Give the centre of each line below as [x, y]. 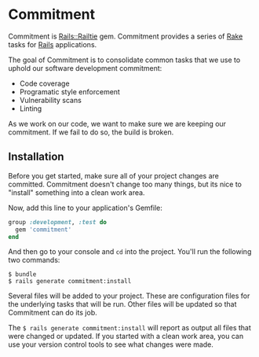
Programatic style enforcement [69, 91]
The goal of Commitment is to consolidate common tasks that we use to [124, 60]
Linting [31, 109]
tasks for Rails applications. [53, 44]
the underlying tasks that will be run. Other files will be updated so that [122, 304]
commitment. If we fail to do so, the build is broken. [91, 132]
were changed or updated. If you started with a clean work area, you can [126, 337]
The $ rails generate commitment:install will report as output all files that [129, 328]
